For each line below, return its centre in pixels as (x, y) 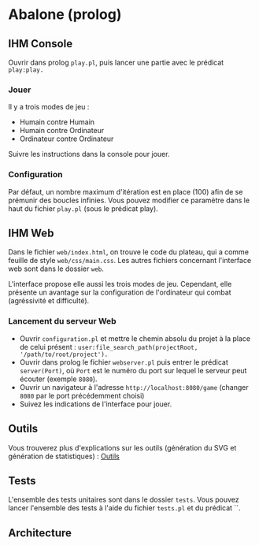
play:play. (26, 70)
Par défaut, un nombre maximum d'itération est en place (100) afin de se (126, 191)
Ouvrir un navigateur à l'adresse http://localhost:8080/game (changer (134, 387)
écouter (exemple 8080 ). (58, 379)
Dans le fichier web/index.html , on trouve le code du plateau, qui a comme (129, 252)
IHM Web (31, 233)
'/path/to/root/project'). (64, 354)
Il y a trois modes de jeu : (49, 107)
